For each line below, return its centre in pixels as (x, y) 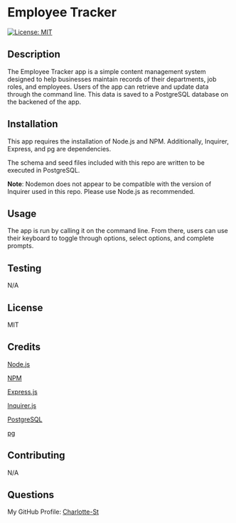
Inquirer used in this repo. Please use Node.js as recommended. (101, 191)
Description (34, 54)
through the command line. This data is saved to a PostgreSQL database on (118, 94)
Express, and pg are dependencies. (59, 149)
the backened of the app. (44, 102)
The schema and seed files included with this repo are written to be (106, 162)
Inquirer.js (22, 405)
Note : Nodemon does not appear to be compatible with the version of (109, 184)
